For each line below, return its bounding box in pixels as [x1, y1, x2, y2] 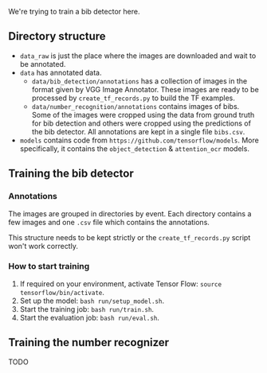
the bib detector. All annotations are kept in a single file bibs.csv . [31, 126, 245, 136]
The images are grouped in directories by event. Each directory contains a [8, 208, 252, 218]
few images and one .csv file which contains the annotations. [8, 217, 210, 227]
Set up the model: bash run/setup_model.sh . [19, 296, 165, 305]
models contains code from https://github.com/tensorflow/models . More [19, 135, 259, 145]
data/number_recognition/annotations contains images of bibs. [31, 101, 240, 111]
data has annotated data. [19, 68, 102, 77]
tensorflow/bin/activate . [19, 287, 105, 297]
